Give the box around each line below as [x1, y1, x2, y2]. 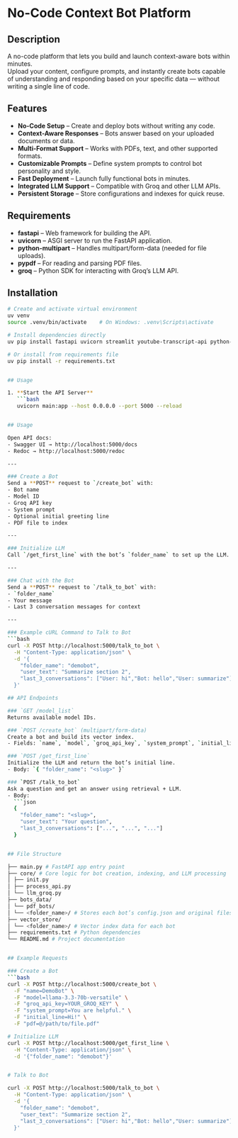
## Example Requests [7, 955, 69, 962]
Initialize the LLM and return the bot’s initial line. [7, 759, 176, 766]
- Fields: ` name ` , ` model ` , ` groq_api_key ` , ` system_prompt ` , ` [7, 740, 201, 747]
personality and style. [17, 167, 81, 175]
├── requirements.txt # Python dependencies [7, 929, 141, 937]
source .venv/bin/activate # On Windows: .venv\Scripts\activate [7, 319, 214, 326]
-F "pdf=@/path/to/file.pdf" [13, 1020, 100, 1027]
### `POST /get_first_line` [7, 753, 91, 760]
